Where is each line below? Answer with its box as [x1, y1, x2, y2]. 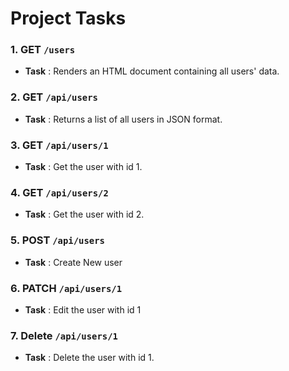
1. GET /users [10, 43, 76, 57]
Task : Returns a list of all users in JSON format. [24, 113, 223, 125]
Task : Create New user [24, 256, 123, 268]
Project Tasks [10, 7, 127, 30]
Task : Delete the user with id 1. [24, 352, 155, 364]
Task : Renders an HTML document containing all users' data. [24, 65, 280, 77]
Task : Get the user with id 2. [24, 208, 145, 221]
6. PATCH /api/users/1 [10, 281, 123, 295]
